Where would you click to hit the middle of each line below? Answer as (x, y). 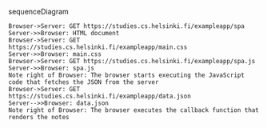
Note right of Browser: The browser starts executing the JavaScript (127, 75)
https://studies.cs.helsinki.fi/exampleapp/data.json (100, 96)
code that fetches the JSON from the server (84, 82)
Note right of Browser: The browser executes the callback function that (134, 110)
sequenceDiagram (39, 12)
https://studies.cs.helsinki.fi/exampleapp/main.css (98, 47)
